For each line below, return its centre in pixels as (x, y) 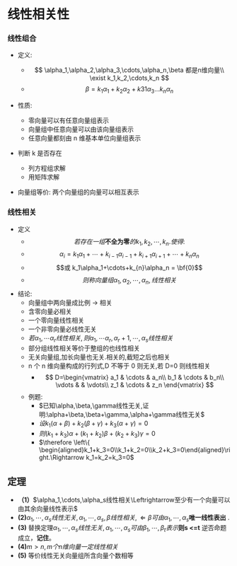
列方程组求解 (47, 168)
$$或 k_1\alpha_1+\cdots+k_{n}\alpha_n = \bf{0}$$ (129, 268)
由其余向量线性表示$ (47, 509)
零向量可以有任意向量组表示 (69, 120)
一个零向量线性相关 (56, 320)
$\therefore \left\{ (64, 442)
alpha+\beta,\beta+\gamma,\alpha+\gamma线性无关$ (127, 414)
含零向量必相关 (50, 311)
